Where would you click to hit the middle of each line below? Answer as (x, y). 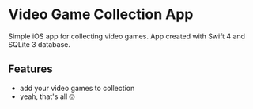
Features (30, 69)
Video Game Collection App (101, 15)
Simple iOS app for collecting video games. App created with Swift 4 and (127, 36)
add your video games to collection (77, 88)
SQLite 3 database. (40, 44)
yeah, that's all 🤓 (47, 96)
